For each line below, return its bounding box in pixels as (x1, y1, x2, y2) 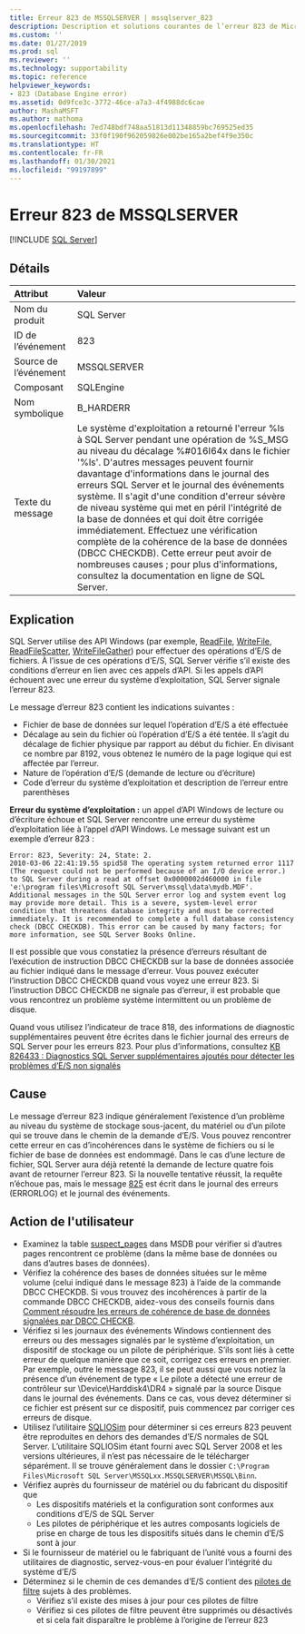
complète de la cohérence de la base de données (76, 536, 288, 548)
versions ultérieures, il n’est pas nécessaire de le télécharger (22, 1450, 250, 1462)
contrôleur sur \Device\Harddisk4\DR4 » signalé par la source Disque (22, 1383, 281, 1393)
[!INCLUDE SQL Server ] (9, 234, 98, 245)
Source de (14, 355, 58, 368)
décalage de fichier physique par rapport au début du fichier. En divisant (22, 738, 295, 749)
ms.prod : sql (9, 47, 59, 56)
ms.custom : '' (9, 30, 64, 39)
